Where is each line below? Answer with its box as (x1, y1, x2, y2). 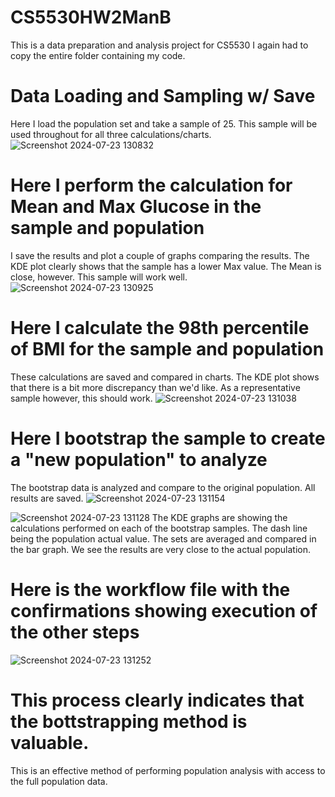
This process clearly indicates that (10, 689, 305, 711)
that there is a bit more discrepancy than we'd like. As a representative (10, 381, 301, 393)
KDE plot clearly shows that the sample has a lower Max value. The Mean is (10, 260, 322, 272)
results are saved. (10, 492, 84, 504)
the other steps (10, 621, 140, 643)
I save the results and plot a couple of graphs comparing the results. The (10, 249, 310, 261)
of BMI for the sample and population (10, 338, 325, 360)
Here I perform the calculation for (10, 174, 293, 197)
